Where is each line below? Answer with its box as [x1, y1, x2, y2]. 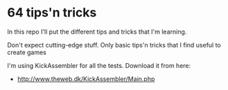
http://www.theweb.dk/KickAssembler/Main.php [17, 74, 155, 83]
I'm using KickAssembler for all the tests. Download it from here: [7, 61, 191, 69]
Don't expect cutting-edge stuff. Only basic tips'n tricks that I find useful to [7, 41, 222, 49]
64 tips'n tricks [7, 5, 97, 21]
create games [7, 48, 47, 56]
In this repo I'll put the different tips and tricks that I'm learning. [7, 27, 187, 36]
